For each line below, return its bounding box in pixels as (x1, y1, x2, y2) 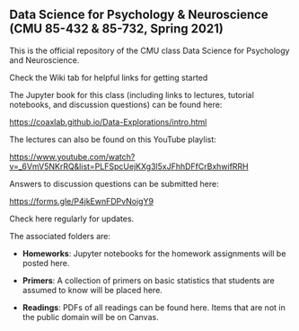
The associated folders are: (9, 230, 110, 241)
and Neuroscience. (9, 54, 80, 66)
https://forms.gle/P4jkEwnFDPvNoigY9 (9, 195, 154, 206)
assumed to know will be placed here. (22, 284, 163, 295)
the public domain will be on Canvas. (22, 311, 159, 322)
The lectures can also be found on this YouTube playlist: (9, 134, 217, 145)
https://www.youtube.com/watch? (9, 151, 136, 162)
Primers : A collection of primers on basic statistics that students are (22, 274, 276, 286)
